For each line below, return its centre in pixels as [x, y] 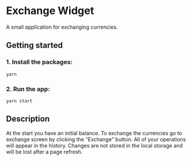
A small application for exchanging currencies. [62, 27]
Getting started [35, 45]
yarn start [19, 101]
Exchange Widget [50, 11]
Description [28, 119]
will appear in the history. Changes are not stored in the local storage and [95, 145]
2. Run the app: [28, 89]
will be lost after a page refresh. [44, 152]
